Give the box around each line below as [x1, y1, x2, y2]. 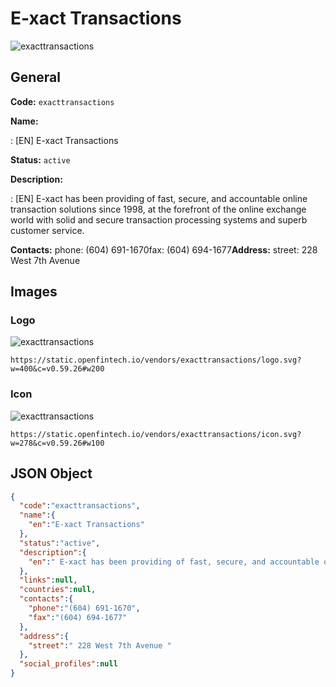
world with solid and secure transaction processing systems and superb [10, 213, 308, 226]
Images [10, 283, 58, 301]
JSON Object [10, 465, 93, 482]
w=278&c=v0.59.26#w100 [10, 438, 105, 448]
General [10, 69, 62, 86]
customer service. [10, 224, 85, 236]
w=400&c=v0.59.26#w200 [10, 364, 105, 374]
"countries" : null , [19, 585, 97, 595]
